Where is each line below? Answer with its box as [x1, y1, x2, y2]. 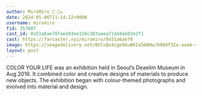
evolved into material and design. [6, 83, 88, 90]
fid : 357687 [6, 25, 36, 32]
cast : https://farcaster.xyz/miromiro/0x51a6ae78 [6, 36, 133, 42]
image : [6, 42, 23, 48]
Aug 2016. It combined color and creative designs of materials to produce [6, 70, 188, 78]
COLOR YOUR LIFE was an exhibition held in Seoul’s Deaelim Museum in [6, 64, 185, 71]
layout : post [6, 48, 39, 54]
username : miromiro [6, 20, 55, 26]
